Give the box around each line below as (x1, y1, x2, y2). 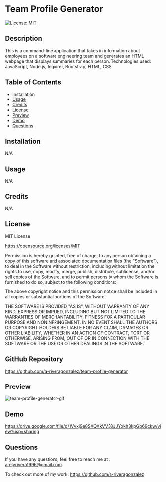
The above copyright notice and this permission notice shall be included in (5, 289, 157, 294)
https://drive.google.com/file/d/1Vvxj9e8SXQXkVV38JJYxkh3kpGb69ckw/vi (5, 423, 161, 429)
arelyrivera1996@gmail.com (5, 462, 62, 468)
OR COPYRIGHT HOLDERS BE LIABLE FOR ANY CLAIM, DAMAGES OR (5, 324, 149, 330)
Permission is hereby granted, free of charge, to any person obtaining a (5, 252, 151, 258)
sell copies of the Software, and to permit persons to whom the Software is (5, 274, 159, 280)
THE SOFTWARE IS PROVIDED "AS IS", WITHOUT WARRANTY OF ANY (5, 303, 150, 309)
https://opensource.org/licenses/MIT (5, 243, 80, 249)
